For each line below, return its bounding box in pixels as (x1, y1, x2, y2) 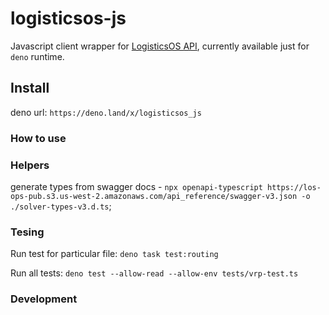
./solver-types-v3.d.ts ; (10, 200, 112, 212)
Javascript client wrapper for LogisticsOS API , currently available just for (10, 40, 310, 52)
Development (10, 292, 78, 306)
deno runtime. (10, 50, 65, 62)
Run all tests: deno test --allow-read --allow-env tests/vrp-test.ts (10, 267, 299, 279)
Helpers (10, 158, 50, 172)
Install (10, 80, 50, 97)
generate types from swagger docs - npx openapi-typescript (10, 180, 263, 192)
